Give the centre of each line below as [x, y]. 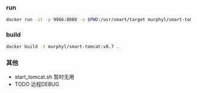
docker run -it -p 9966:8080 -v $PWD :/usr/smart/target [76, 20]
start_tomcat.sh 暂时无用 [44, 77]
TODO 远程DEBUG [37, 84]
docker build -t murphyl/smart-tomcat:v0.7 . [62, 47]
